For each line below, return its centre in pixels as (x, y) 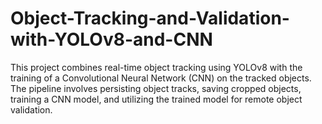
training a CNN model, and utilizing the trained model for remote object (156, 99)
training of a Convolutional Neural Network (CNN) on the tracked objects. (161, 78)
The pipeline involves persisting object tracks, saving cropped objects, (156, 88)
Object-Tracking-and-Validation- (150, 18)
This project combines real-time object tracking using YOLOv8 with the (156, 67)
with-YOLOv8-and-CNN (111, 39)
